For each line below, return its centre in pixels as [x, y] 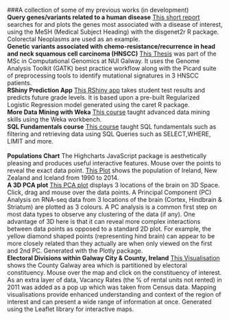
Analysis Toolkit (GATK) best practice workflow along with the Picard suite [112, 68]
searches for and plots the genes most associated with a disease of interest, [115, 24]
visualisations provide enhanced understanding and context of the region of [114, 294]
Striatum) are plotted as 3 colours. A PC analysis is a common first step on [112, 207]
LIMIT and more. [30, 141]
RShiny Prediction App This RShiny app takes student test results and [106, 90]
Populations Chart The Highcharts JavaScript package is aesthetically [107, 156]
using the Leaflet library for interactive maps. [71, 309]
